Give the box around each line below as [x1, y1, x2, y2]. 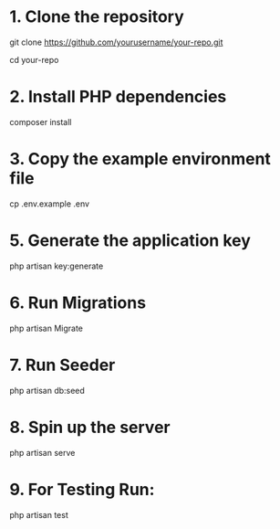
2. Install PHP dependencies [9, 87, 227, 107]
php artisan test [9, 509, 68, 520]
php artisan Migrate [9, 323, 84, 333]
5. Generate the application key [9, 230, 251, 250]
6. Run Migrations [9, 292, 147, 312]
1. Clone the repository [9, 6, 184, 27]
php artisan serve [9, 447, 76, 458]
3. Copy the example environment [9, 149, 272, 170]
